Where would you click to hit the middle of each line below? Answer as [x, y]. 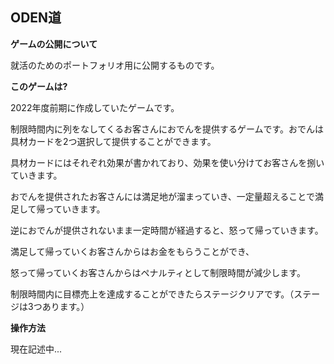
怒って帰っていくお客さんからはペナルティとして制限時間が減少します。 [158, 272]
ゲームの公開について [54, 44]
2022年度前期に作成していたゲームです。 [95, 107]
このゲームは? [39, 86]
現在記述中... [36, 349]
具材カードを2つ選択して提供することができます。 [113, 141]
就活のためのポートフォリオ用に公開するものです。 [115, 65]
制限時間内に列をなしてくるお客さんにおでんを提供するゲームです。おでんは [167, 129]
